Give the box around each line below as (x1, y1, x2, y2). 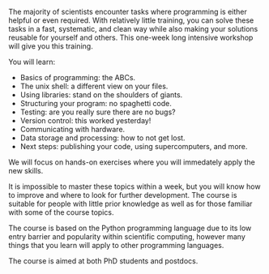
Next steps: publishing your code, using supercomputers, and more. (19, 142, 248, 151)
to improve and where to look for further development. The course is (8, 191, 237, 199)
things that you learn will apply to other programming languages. (8, 241, 224, 250)
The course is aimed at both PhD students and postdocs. (8, 256, 199, 266)
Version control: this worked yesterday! (19, 116, 152, 125)
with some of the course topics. (8, 208, 114, 217)
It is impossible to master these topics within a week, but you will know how (8, 182, 261, 191)
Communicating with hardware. (19, 125, 126, 134)
